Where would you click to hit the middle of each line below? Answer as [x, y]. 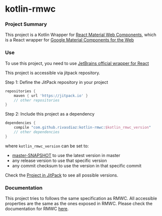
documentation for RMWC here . [37, 209]
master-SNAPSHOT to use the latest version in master [66, 155]
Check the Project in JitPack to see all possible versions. [62, 175]
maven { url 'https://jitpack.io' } [51, 96]
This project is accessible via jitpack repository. [53, 73]
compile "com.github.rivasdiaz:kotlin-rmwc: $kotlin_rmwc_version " [82, 128]
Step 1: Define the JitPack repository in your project [57, 82]
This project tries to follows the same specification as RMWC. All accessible [81, 198]
